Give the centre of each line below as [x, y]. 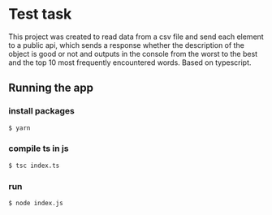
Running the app [51, 88]
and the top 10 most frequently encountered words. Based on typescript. [130, 62]
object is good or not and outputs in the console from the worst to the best [133, 54]
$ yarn [19, 128]
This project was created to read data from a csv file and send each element [136, 37]
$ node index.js [36, 203]
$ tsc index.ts [34, 166]
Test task [40, 14]
